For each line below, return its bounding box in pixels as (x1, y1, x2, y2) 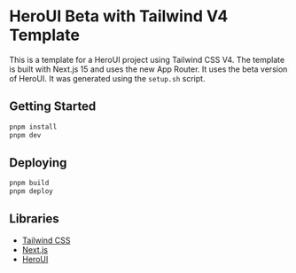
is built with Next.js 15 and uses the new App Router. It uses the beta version (9, 64, 288, 74)
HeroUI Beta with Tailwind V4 (9, 6, 229, 27)
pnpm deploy (9, 187, 53, 196)
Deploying (9, 155, 67, 170)
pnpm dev (9, 130, 42, 139)
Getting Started (9, 99, 97, 114)
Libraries (9, 211, 59, 227)
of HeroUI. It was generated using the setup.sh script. (9, 73, 206, 83)
